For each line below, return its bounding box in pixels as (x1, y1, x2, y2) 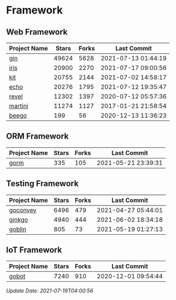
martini (9, 102, 28, 110)
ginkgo (9, 215, 28, 224)
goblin (9, 225, 26, 233)
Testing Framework (6, 178, 79, 188)
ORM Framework (6, 132, 69, 141)
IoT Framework (6, 245, 62, 255)
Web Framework (6, 27, 68, 37)
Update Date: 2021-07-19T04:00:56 (6, 287, 94, 294)
